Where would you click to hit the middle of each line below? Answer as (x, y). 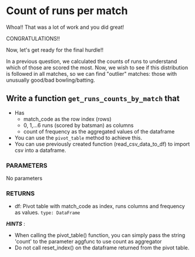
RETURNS (21, 193)
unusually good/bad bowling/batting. (51, 80)
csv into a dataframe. (40, 150)
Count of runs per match (67, 11)
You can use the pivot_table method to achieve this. (78, 138)
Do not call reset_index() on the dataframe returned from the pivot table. (102, 248)
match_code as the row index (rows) (67, 119)
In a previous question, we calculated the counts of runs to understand (92, 61)
